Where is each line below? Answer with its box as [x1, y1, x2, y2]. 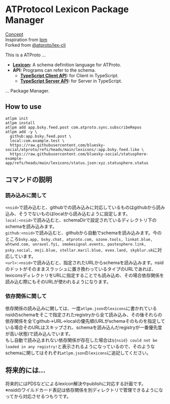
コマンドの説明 [5, 175, 52, 184]
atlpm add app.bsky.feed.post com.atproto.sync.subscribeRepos [5, 125, 142, 130]
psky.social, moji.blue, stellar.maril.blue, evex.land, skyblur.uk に [5, 247, 158, 253]
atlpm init [5, 116, 28, 121]
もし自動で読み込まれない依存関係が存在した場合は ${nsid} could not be [5, 337, 158, 343]
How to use [5, 103, 42, 111]
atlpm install [5, 120, 36, 126]
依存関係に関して [5, 293, 47, 300]
